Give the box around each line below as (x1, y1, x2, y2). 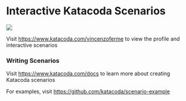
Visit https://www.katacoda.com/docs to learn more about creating (6, 70, 170, 77)
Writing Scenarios (6, 56, 60, 65)
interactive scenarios (6, 41, 58, 48)
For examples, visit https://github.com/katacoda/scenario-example (6, 88, 170, 95)
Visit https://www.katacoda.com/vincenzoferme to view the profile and (6, 35, 180, 42)
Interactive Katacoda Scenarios (6, 4, 166, 18)
